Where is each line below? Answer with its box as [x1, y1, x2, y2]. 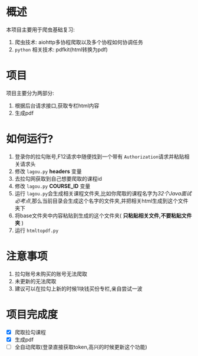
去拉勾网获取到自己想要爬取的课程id [14, 175, 102, 182]
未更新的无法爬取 [14, 277, 57, 285]
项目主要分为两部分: [6, 89, 55, 96]
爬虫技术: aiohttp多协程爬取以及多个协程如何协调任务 [14, 38, 143, 45]
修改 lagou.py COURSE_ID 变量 [14, 182, 91, 190]
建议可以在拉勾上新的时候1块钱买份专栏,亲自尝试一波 [14, 285, 143, 292]
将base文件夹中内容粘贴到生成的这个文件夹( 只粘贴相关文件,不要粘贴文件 [14, 212, 192, 219]
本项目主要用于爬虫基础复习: [6, 26, 75, 33]
